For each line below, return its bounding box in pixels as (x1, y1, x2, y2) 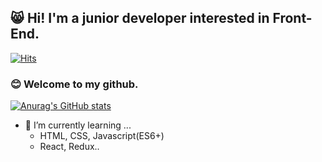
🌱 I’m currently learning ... (24, 119, 132, 131)
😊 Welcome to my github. (10, 77, 139, 91)
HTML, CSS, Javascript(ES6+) (39, 130, 165, 142)
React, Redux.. (39, 141, 100, 153)
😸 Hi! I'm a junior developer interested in (10, 10, 270, 27)
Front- (272, 10, 313, 27)
